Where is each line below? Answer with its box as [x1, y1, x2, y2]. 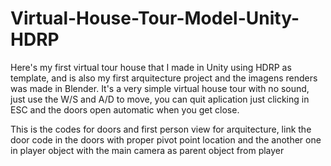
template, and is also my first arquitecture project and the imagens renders [10, 72, 318, 84]
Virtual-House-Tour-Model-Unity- [10, 7, 300, 30]
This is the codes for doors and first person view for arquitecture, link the [10, 123, 312, 135]
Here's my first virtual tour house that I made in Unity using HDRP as [10, 61, 292, 73]
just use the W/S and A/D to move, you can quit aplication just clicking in [10, 93, 310, 105]
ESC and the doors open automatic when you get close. [10, 103, 240, 116]
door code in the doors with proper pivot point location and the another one [10, 133, 322, 146]
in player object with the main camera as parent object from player [10, 144, 285, 156]
